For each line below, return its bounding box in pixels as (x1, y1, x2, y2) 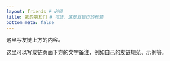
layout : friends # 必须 (6, 8, 63, 15)
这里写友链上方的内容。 (6, 36, 63, 43)
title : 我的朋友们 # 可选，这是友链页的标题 (6, 14, 104, 20)
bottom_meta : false (6, 19, 54, 25)
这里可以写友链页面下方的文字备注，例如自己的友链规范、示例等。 (6, 49, 167, 56)
